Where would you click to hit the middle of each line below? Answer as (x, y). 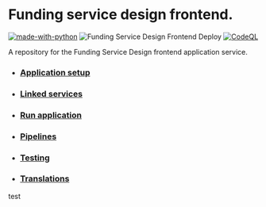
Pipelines (38, 136)
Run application (50, 115)
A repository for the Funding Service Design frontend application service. (128, 52)
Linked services (51, 94)
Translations (44, 178)
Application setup (55, 72)
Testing (35, 158)
